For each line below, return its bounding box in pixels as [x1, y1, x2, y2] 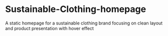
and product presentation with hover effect [5, 25, 94, 31]
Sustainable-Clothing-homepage [5, 3, 146, 15]
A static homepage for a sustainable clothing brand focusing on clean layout [5, 20, 163, 26]
